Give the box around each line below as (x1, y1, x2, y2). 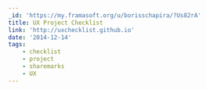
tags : (8, 41, 26, 49)
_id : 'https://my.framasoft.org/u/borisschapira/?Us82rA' (8, 11, 202, 20)
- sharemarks (22, 63, 65, 70)
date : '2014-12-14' (8, 33, 72, 41)
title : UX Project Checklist (8, 19, 103, 27)
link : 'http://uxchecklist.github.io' (8, 26, 135, 34)
